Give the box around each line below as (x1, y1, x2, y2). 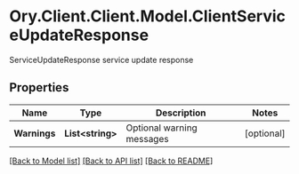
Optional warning (125, 122, 198, 134)
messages (125, 132, 169, 145)
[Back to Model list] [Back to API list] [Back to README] (9, 155, 214, 166)
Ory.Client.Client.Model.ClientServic (9, 6, 287, 27)
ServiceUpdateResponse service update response (9, 54, 194, 65)
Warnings (13, 127, 56, 139)
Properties (9, 80, 69, 95)
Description (155, 107, 206, 119)
